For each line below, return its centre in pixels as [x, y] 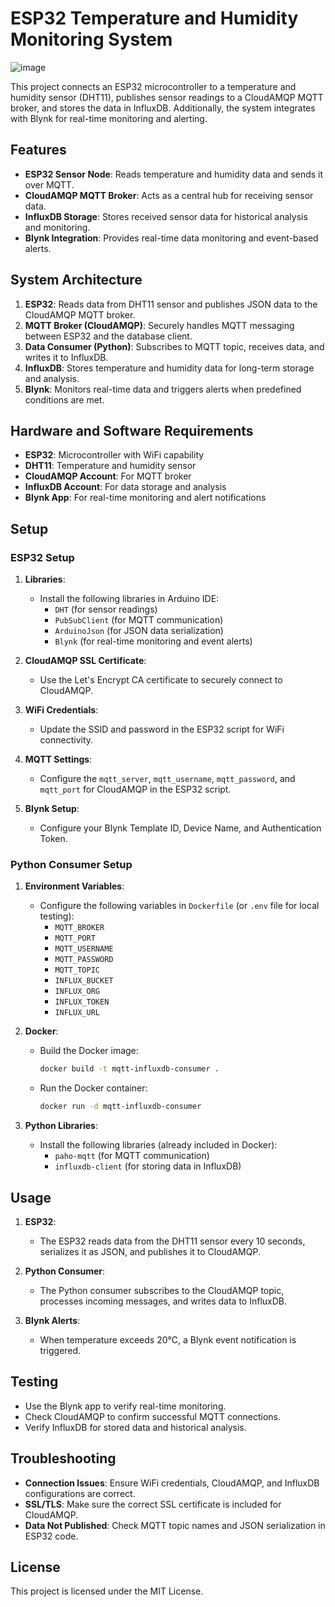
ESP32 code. [51, 1536]
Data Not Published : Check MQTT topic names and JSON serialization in [175, 1525]
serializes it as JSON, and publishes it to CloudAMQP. [150, 1251]
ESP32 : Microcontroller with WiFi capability [114, 455]
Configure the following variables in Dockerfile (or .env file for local [179, 906]
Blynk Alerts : [52, 1320]
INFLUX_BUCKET [84, 981]
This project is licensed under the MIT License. [107, 1591]
